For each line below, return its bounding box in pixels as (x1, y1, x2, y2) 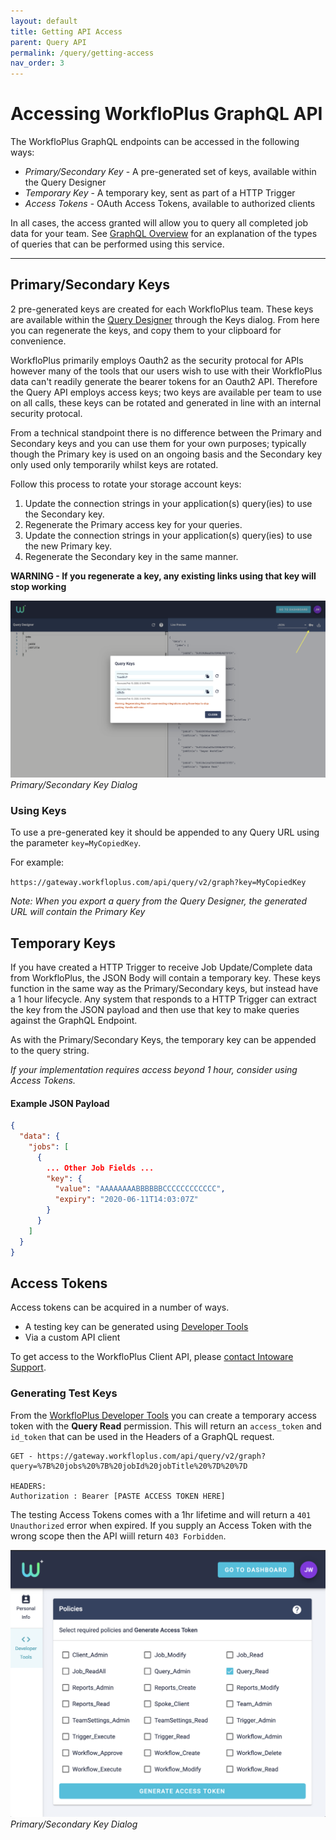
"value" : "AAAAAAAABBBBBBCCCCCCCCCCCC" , (54, 1184, 226, 1194)
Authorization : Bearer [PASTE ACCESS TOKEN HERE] (10, 1491, 226, 1501)
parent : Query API (10, 37, 87, 47)
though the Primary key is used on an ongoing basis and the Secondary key (10, 448, 323, 460)
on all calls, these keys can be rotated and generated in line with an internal (10, 396, 322, 409)
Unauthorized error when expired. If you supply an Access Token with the (10, 1519, 312, 1531)
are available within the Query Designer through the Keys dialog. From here (10, 313, 320, 325)
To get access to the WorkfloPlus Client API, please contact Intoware (10, 1351, 294, 1363)
